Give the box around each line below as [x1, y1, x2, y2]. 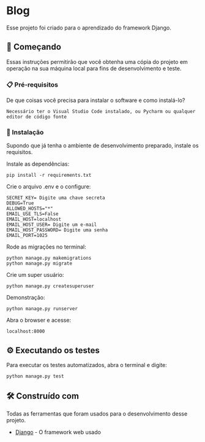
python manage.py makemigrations [6, 255, 92, 262]
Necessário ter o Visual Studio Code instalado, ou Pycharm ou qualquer [6, 109, 196, 115]
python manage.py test [6, 373, 64, 379]
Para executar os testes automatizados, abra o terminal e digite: [6, 362, 167, 369]
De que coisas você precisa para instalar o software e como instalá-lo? [6, 96, 185, 104]
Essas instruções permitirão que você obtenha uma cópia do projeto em [6, 58, 188, 65]
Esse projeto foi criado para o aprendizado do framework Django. [6, 24, 171, 31]
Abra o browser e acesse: [6, 317, 72, 324]
